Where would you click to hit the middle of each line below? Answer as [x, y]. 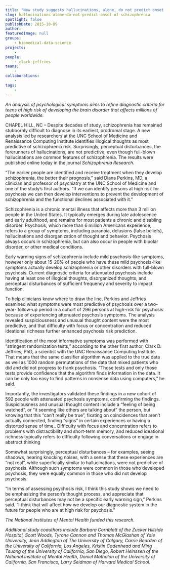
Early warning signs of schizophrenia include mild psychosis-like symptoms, [85, 257]
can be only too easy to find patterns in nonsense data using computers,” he [85, 378]
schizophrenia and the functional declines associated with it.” [69, 199]
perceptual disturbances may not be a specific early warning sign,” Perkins [83, 499]
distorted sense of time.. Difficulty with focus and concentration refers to [81, 426]
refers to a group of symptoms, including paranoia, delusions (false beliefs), [84, 230]
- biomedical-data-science [43, 43]
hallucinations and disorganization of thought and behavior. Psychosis [78, 236]
